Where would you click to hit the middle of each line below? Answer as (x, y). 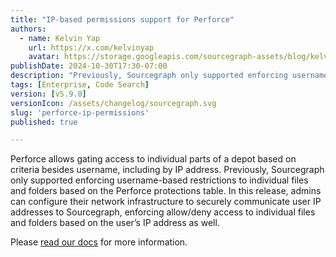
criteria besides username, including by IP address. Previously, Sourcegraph (167, 170)
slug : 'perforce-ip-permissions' (80, 112)
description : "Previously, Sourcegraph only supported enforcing (149, 76)
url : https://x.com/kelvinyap (91, 47)
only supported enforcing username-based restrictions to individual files (159, 180)
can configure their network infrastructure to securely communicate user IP (166, 202)
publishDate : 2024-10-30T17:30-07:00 (89, 66)
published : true (44, 122)
